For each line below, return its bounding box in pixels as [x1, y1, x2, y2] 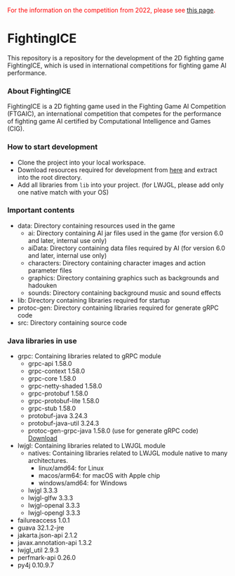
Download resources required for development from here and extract [17, 165, 217, 174]
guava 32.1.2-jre [17, 523, 65, 532]
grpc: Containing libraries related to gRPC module [17, 352, 161, 360]
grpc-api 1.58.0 [27, 360, 72, 368]
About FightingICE [7, 86, 72, 96]
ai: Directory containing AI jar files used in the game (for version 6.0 [27, 228, 224, 237]
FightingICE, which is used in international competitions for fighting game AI [7, 61, 227, 70]
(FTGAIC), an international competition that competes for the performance [7, 110, 222, 118]
